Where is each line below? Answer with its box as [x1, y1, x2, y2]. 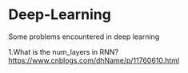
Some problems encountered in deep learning [8, 32, 160, 41]
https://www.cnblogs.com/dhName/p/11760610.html [8, 56, 180, 65]
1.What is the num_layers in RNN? [8, 47, 118, 56]
